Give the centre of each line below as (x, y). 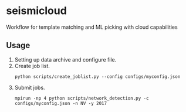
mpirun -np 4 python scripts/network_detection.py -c (82, 98)
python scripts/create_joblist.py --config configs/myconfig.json (97, 77)
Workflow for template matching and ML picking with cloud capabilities (92, 27)
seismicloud (37, 11)
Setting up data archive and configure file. (65, 59)
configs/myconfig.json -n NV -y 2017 (61, 103)
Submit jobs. (30, 87)
